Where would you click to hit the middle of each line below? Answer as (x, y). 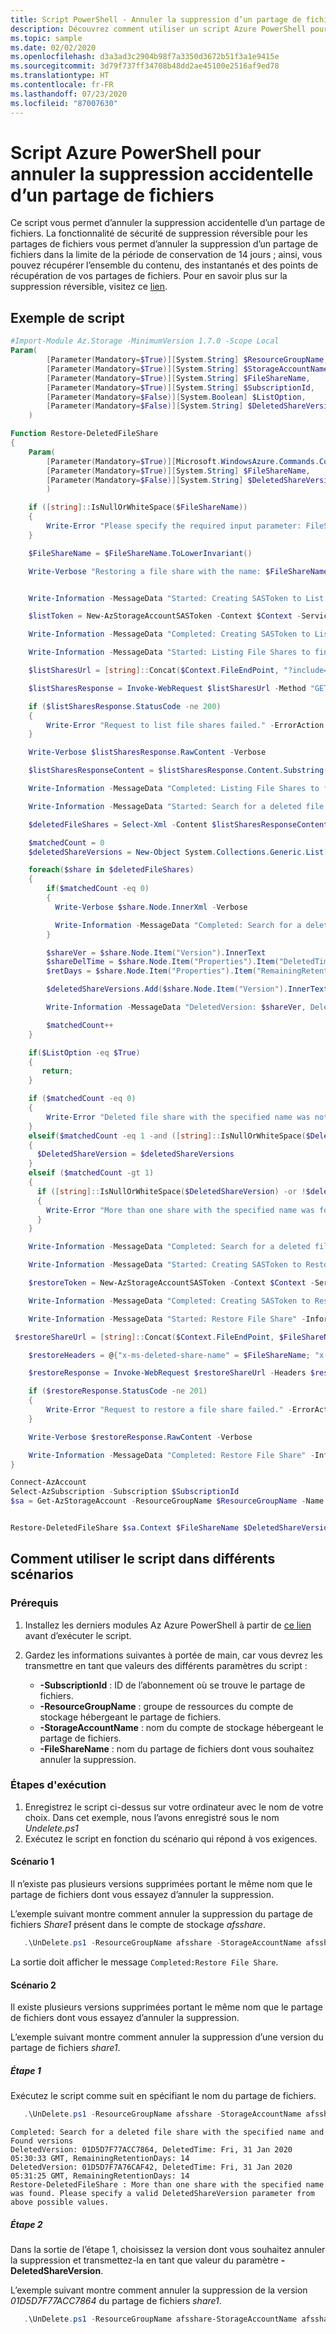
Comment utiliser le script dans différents (143, 1559)
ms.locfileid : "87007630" (64, 103)
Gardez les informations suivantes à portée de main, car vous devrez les (173, 1655)
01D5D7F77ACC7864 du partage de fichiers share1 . (116, 2300)
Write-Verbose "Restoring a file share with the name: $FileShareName (178, 571)
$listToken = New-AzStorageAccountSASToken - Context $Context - (165, 616)
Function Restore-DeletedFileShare (84, 434)
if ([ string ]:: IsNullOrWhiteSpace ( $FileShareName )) (138, 507)
